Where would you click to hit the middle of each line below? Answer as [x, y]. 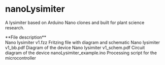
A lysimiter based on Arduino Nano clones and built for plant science [75, 22]
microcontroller [20, 58]
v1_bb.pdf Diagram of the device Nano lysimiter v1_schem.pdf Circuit [75, 47]
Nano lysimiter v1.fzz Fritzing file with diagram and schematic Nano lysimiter [82, 42]
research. [15, 27]
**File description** [26, 37]
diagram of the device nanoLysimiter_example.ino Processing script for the [81, 53]
